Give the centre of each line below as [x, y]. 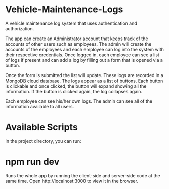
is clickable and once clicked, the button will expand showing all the [76, 86]
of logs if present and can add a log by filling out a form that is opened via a [84, 60]
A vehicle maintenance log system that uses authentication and [71, 23]
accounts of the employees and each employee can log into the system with [85, 49]
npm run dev [32, 162]
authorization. [20, 28]
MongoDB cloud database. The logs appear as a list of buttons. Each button [84, 81]
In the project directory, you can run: [43, 141]
